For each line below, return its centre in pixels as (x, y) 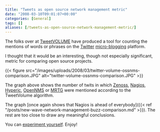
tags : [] (14, 23)
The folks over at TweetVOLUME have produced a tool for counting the (76, 41)
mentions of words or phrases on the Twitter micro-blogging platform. (75, 47)
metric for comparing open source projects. (49, 61)
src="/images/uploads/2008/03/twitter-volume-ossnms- (83, 70)
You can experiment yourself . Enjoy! (41, 125)
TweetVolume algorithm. (30, 96)
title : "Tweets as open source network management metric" (66, 9)
